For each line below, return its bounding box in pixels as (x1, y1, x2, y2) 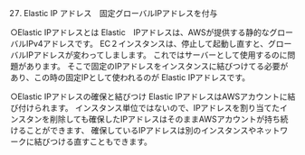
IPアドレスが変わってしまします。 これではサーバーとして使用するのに (25, 50, 288, 60)
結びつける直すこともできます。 (33, 136, 153, 147)
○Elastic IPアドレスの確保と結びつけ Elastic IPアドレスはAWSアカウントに (10, 91, 288, 102)
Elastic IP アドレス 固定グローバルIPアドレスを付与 (23, 8, 218, 18)
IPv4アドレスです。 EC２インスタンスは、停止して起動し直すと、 (25, 39, 269, 49)
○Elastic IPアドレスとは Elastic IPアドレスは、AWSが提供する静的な (10, 27, 270, 38)
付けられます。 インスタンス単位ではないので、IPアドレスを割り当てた (17, 103, 281, 113)
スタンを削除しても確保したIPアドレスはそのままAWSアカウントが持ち (17, 114, 281, 124)
